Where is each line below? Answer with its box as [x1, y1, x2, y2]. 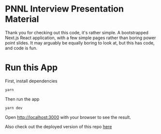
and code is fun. [5, 45, 38, 51]
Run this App [5, 62, 58, 73]
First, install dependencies [5, 78, 58, 84]
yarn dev [5, 105, 23, 110]
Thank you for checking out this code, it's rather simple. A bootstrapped [5, 30, 149, 35]
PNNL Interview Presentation [5, 3, 124, 15]
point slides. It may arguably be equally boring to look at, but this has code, [5, 40, 155, 45]
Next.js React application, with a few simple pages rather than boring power [5, 35, 156, 41]
